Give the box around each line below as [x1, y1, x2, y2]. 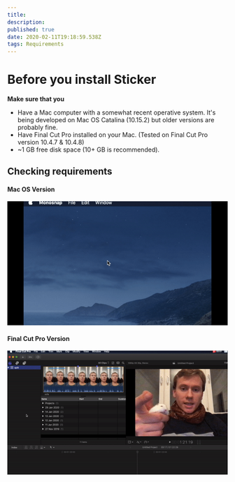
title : [7, 11, 27, 18]
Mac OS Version [7, 185, 55, 193]
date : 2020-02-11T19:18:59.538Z [7, 34, 101, 41]
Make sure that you [7, 95, 65, 103]
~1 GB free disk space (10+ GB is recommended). [17, 145, 159, 154]
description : [7, 18, 45, 26]
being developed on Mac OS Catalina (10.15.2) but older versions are [17, 116, 215, 124]
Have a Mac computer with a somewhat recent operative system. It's [17, 108, 216, 117]
